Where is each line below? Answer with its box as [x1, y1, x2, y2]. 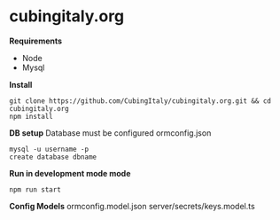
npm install [9, 112, 53, 121]
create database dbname [9, 153, 97, 161]
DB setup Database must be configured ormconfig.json [9, 127, 212, 138]
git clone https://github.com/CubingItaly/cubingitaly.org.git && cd [9, 96, 272, 106]
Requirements [9, 35, 63, 46]
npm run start [9, 185, 62, 194]
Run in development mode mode [9, 168, 131, 178]
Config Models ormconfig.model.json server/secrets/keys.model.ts [9, 200, 255, 211]
